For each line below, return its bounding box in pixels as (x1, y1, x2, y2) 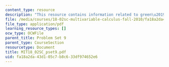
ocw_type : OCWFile (5, 31, 44, 36)
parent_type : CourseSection (5, 40, 64, 45)
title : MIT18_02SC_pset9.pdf (5, 49, 66, 54)
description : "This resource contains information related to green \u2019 (5, 12, 165, 17)
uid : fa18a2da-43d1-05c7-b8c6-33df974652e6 (5, 54, 98, 59)
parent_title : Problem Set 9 (5, 36, 66, 41)
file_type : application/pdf (5, 21, 64, 27)
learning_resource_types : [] (5, 26, 66, 31)
